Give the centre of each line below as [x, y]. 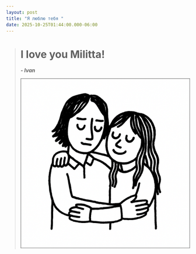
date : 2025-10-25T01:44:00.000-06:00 [52, 25]
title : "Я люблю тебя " [35, 18]
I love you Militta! [62, 54]
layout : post [22, 12]
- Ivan [28, 71]
